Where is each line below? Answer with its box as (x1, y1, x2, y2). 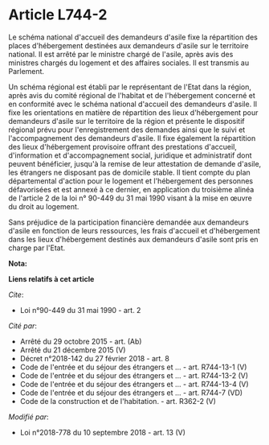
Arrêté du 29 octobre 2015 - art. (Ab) (19, 336, 142, 346)
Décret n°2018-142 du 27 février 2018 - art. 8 (19, 353, 170, 363)
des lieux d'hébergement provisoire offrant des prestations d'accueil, (8, 142, 237, 151)
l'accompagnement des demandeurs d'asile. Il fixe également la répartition (8, 133, 256, 142)
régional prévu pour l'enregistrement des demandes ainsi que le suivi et (8, 125, 246, 134)
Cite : (8, 290, 24, 299)
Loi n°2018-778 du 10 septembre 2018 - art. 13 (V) (19, 427, 186, 437)
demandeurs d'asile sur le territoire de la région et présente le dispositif (8, 116, 245, 126)
